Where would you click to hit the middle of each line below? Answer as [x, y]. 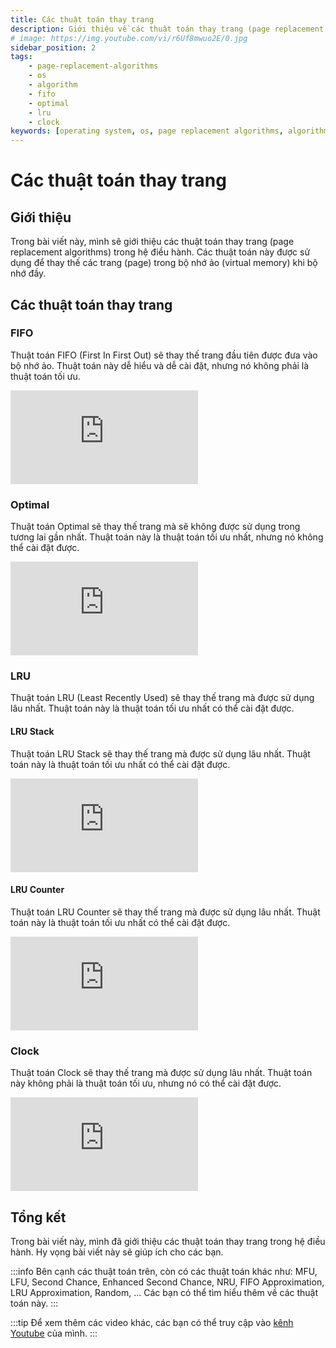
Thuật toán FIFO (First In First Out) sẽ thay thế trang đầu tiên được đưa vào [164, 355]
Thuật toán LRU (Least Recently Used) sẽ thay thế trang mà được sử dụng [162, 698]
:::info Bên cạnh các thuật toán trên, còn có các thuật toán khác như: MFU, [164, 1271]
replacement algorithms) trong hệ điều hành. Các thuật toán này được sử [160, 252]
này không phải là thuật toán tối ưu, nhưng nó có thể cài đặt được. [146, 1083]
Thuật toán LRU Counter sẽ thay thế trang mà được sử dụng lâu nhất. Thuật [165, 912]
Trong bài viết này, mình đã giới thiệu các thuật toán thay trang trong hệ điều [168, 1241]
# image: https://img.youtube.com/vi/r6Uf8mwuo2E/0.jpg [129, 38]
